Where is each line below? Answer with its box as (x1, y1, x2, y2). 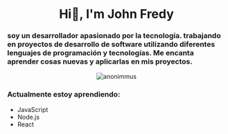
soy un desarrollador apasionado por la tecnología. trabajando (7, 31, 221, 41)
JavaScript (17, 105, 49, 113)
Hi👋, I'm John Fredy (58, 6, 175, 22)
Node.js (17, 113, 40, 121)
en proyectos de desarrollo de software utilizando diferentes (7, 39, 216, 49)
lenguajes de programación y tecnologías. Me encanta (7, 48, 194, 58)
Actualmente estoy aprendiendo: (7, 90, 121, 99)
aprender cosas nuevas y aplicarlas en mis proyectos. (7, 57, 193, 66)
